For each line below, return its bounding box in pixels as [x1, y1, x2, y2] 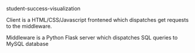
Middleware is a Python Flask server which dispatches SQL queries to [6, 34, 178, 41]
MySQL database [6, 41, 49, 47]
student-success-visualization [6, 5, 81, 12]
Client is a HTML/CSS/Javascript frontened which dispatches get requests [6, 16, 189, 23]
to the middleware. [6, 23, 52, 29]
